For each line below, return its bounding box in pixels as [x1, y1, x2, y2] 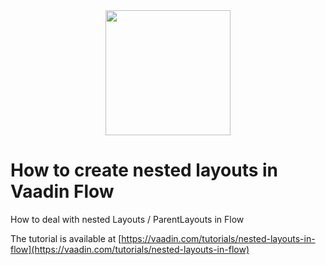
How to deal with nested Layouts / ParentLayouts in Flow [10, 213, 245, 225]
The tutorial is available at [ [10, 232, 122, 244]
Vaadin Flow [10, 180, 115, 203]
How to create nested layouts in [10, 159, 279, 182]
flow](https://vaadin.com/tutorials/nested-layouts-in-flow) [10, 243, 250, 255]
